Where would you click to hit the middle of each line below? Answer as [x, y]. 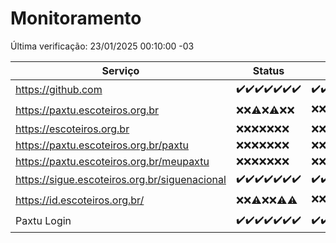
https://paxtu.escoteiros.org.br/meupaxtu [112, 161]
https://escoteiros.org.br [72, 129]
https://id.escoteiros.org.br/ [80, 200]
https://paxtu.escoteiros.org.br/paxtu [102, 145]
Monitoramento [76, 18]
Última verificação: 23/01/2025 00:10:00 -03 [102, 46]
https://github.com [59, 90]
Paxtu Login [43, 221]
